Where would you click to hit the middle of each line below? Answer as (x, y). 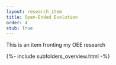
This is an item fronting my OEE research (56, 45)
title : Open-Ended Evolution (42, 17)
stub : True (20, 28)
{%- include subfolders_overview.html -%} (58, 56)
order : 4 (17, 22)
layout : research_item (34, 12)
